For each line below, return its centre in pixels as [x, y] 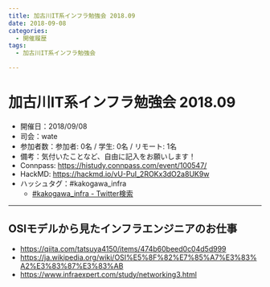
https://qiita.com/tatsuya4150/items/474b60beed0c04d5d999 [123, 248]
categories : [28, 31]
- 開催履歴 [31, 38]
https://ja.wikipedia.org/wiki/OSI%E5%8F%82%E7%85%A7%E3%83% [138, 257]
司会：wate [39, 136]
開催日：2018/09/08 [53, 126]
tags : [17, 46]
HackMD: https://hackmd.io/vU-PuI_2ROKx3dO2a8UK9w [115, 174]
